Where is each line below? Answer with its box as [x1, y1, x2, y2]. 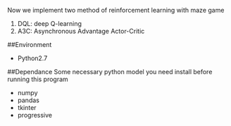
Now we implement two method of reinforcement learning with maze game [7, 6, 225, 14]
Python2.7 [17, 54, 48, 62]
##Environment [7, 41, 52, 48]
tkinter [17, 104, 37, 111]
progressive [17, 111, 53, 119]
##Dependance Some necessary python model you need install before [7, 68, 213, 76]
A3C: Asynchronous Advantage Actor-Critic [17, 27, 145, 35]
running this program [7, 75, 68, 83]
